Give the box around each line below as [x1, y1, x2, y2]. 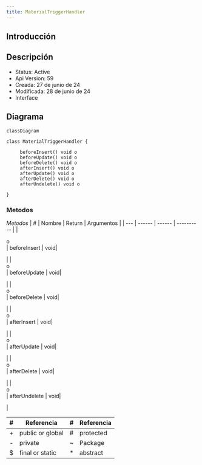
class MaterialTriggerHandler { [6, 138, 88, 145]
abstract [79, 448, 103, 456]
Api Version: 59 [15, 74, 54, 82]
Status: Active [15, 68, 50, 75]
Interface [15, 94, 38, 101]
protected [79, 429, 107, 437]
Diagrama [6, 112, 44, 122]
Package [79, 438, 105, 447]
